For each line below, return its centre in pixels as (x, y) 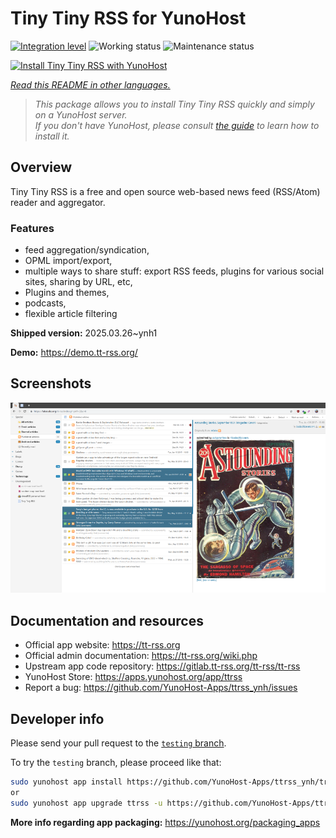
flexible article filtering (71, 314)
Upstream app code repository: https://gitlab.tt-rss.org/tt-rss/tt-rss (162, 666)
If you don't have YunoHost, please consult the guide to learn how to (177, 125)
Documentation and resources (107, 620)
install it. (52, 136)
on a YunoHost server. (81, 114)
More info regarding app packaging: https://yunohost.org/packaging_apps (165, 822)
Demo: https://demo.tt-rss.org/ (74, 353)
